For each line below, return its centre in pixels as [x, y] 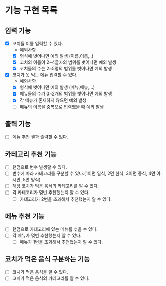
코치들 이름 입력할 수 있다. [37, 43]
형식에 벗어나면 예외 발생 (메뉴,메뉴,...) [57, 87]
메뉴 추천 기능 [25, 216]
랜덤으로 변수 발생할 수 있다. [39, 167]
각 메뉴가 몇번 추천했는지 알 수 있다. [47, 235]
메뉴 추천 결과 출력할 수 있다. [40, 137]
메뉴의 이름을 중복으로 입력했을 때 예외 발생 [61, 107]
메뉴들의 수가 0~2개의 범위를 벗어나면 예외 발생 [66, 94]
